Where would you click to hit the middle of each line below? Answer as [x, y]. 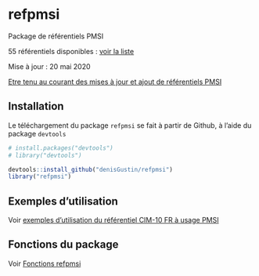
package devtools [37, 133]
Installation [36, 106]
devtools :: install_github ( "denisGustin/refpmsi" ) [91, 169]
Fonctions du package [63, 245]
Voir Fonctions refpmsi [45, 263]
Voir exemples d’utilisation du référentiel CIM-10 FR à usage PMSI [113, 220]
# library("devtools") [45, 155]
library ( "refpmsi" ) [40, 177]
